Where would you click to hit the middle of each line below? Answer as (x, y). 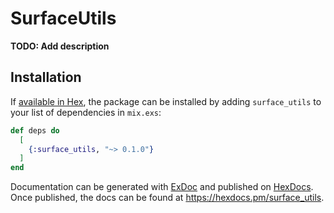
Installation (46, 77)
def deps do (35, 130)
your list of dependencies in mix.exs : (86, 112)
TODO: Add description (60, 46)
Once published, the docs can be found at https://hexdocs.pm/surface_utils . (167, 198)
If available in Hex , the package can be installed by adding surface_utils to (166, 101)
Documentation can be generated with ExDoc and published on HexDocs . (162, 187)
